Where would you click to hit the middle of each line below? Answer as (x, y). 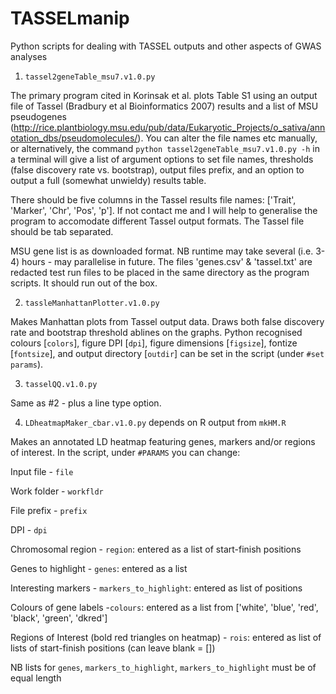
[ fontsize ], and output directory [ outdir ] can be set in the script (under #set (167, 353)
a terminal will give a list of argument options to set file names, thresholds (162, 159)
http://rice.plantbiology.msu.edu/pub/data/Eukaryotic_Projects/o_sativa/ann (169, 127)
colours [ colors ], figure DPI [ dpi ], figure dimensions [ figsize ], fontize (154, 343)
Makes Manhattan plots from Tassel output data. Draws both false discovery (167, 321)
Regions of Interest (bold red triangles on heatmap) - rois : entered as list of (166, 637)
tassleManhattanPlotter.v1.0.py (92, 303)
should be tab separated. (62, 231)
